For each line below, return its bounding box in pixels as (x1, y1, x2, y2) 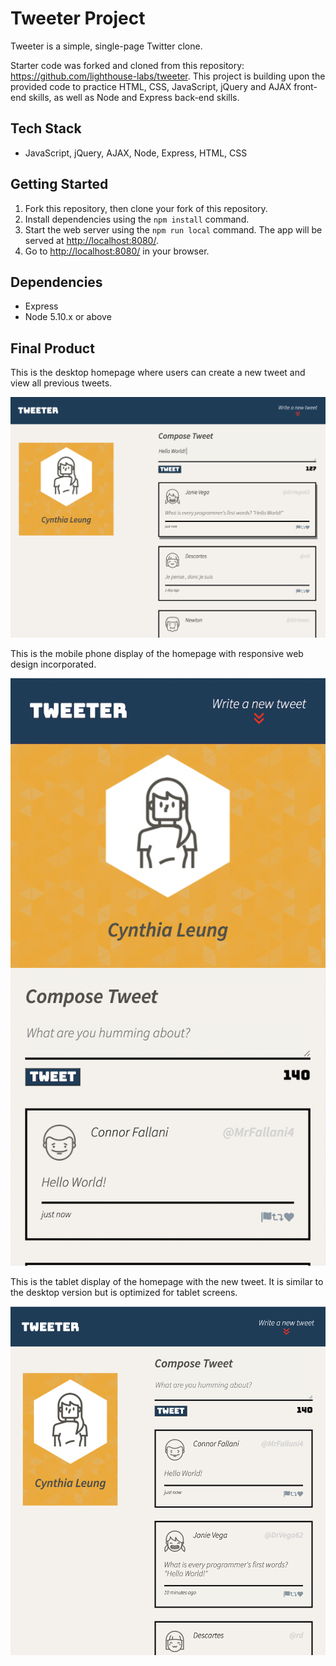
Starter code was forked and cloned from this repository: (10, 59, 245, 71)
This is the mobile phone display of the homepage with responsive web (10, 647, 304, 659)
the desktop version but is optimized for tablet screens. (10, 1287, 238, 1299)
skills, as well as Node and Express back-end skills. (28, 91, 240, 103)
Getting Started (10, 176, 109, 193)
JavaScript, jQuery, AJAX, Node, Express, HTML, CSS (24, 147, 248, 159)
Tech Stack (10, 120, 82, 137)
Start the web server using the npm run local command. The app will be (24, 223, 323, 236)
